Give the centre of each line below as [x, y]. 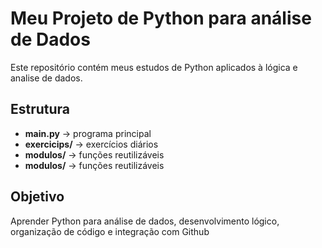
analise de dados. [46, 78]
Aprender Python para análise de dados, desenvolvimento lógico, [145, 221]
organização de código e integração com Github [110, 231]
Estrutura [40, 109]
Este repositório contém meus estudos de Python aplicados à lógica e [154, 67]
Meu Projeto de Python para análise [161, 18]
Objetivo [37, 197]
